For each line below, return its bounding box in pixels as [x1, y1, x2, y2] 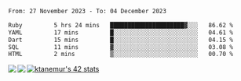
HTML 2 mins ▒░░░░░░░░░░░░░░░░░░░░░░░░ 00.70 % [8, 51, 234, 58]
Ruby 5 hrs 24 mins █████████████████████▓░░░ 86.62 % [8, 21, 234, 29]
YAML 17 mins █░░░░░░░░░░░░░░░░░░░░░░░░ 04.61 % [8, 28, 234, 37]
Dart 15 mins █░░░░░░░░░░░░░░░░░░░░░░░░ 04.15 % [8, 36, 234, 44]
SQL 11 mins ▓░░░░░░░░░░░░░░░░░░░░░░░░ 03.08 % [8, 43, 234, 51]
